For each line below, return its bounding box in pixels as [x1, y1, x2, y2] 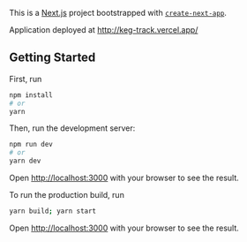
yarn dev [9, 156, 41, 166]
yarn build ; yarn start [9, 207, 97, 216]
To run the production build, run [9, 190, 125, 200]
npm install [9, 90, 53, 100]
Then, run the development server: [9, 123, 136, 133]
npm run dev [9, 140, 53, 149]
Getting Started [9, 50, 96, 65]
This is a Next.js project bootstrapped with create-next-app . [9, 8, 228, 18]
